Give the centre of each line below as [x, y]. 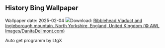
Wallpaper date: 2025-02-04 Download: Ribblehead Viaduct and [74, 20]
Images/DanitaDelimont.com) [35, 31]
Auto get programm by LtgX [34, 40]
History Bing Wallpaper [42, 8]
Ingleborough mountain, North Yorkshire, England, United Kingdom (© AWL [82, 25]
